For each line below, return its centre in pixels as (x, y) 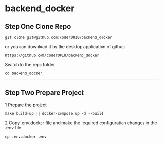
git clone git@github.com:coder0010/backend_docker (59, 37)
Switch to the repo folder (30, 64)
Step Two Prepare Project (45, 93)
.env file (13, 127)
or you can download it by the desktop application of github (65, 46)
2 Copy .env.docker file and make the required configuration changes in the (81, 123)
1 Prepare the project (26, 105)
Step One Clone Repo (38, 27)
